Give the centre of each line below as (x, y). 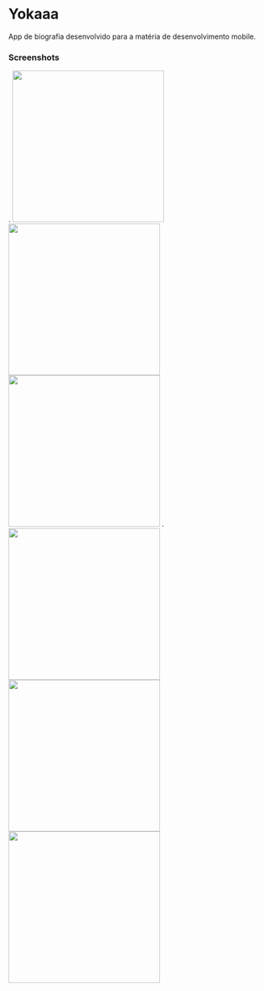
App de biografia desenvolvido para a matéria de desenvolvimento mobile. (132, 36)
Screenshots (34, 57)
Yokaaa (34, 14)
